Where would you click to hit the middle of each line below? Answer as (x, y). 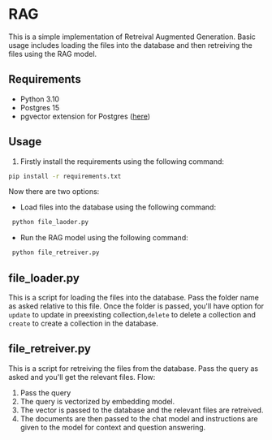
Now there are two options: (54, 192)
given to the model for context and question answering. (113, 427)
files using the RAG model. (53, 54)
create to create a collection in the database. (83, 323)
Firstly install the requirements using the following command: (122, 161)
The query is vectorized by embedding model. (97, 401)
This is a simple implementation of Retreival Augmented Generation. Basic (132, 37)
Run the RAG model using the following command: (104, 238)
